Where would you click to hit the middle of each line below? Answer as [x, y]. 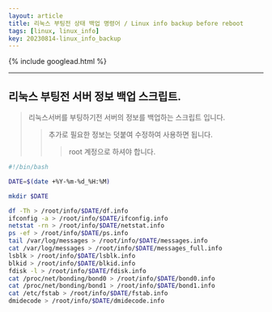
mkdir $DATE [28, 196]
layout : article [36, 16]
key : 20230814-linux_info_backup [65, 38]
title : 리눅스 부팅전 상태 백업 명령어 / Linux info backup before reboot [126, 23]
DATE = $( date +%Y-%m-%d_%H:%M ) [59, 181]
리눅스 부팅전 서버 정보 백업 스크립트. [95, 97]
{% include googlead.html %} [57, 61]
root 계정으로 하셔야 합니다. [112, 152]
